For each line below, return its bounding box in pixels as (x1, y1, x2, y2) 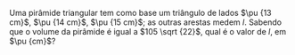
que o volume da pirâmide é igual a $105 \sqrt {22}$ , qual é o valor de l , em (9, 27, 287, 36)
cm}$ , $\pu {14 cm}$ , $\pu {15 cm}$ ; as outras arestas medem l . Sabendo (9, 17, 283, 27)
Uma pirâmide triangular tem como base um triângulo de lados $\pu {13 (9, 8, 272, 18)
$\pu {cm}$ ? (9, 35, 56, 46)
